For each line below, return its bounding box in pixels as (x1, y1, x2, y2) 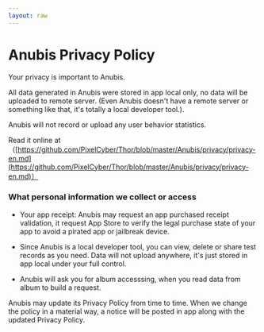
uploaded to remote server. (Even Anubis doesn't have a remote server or (8, 96, 249, 106)
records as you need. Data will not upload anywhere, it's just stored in (19, 250, 248, 260)
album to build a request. (19, 283, 101, 292)
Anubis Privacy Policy (8, 45, 155, 64)
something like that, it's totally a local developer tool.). (8, 104, 185, 114)
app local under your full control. (19, 259, 127, 268)
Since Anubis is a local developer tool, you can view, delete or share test (19, 241, 256, 251)
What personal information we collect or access (8, 191, 197, 203)
